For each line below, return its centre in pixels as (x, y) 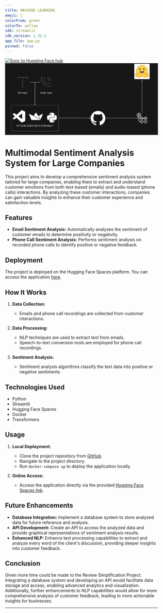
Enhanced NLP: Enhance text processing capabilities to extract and (80, 538)
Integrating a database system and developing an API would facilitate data (79, 580)
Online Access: (28, 475)
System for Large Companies (65, 163)
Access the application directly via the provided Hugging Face (81, 485)
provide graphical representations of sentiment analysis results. (76, 533)
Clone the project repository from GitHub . (61, 456)
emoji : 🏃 (14, 15)
